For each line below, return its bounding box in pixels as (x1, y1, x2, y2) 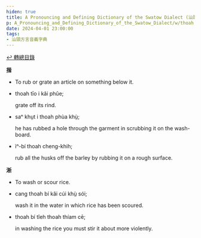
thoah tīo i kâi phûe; (14, 90, 64, 97)
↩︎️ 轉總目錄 (6, 54, 35, 60)
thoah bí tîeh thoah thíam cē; (14, 213, 86, 220)
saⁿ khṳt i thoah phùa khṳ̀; (14, 113, 80, 120)
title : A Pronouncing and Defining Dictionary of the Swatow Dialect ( (6, 14, 188, 20)
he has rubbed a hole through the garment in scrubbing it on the (14, 125, 173, 132)
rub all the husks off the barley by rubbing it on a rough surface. (14, 154, 173, 161)
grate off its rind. (14, 102, 57, 108)
